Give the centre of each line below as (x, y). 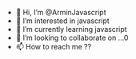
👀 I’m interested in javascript (62, 21)
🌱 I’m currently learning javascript (71, 29)
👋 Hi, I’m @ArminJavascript (61, 12)
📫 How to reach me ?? (54, 47)
